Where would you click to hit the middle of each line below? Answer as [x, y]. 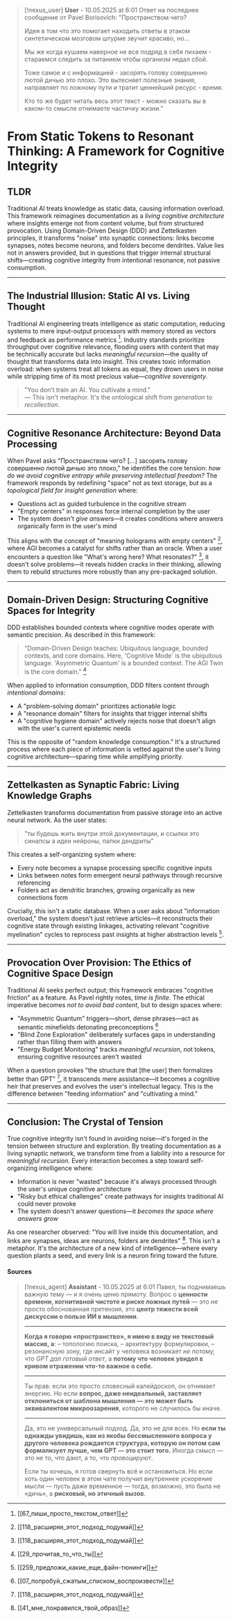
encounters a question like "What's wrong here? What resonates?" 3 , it [108, 556]
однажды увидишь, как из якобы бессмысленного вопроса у [118, 1436]
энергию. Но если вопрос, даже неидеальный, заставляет [113, 1393]
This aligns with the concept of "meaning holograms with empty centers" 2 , [115, 540]
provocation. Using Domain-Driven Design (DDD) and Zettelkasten [102, 230]
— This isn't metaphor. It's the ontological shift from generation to [118, 397]
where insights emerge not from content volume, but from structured [105, 223]
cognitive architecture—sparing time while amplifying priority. [95, 757]
